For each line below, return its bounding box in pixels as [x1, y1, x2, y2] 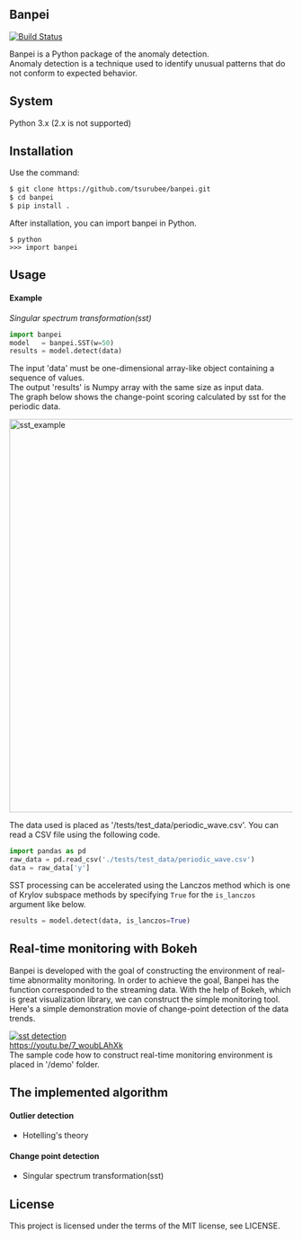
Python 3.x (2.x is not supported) [9, 117, 132, 129]
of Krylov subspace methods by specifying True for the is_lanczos [9, 889, 256, 900]
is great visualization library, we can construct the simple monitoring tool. [9, 994, 280, 1004]
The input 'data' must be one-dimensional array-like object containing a [9, 363, 275, 374]
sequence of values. [9, 372, 85, 383]
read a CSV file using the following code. [9, 829, 161, 840]
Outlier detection [9, 1110, 75, 1120]
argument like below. [9, 898, 86, 909]
